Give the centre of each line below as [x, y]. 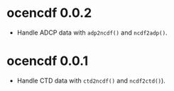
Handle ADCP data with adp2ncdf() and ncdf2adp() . [92, 32]
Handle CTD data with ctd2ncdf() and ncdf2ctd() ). [91, 80]
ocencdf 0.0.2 [49, 13]
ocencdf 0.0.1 [48, 61]
